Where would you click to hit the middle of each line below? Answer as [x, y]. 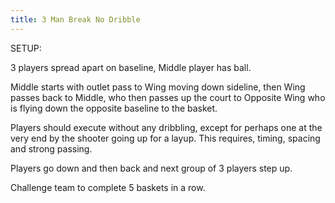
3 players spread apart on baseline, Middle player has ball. [131, 67]
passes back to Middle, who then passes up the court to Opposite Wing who [168, 97]
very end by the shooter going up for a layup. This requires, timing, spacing [165, 138]
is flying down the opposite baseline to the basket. [114, 108]
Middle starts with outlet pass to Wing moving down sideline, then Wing [158, 87]
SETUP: [26, 48]
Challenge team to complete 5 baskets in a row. [108, 187]
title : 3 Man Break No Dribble [75, 19]
